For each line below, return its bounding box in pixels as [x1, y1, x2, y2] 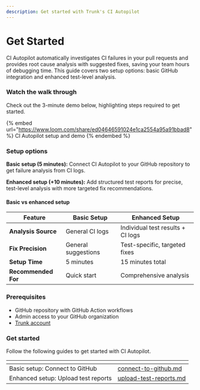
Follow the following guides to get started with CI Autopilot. [6, 347, 151, 355]
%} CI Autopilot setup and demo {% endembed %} [6, 132, 131, 139]
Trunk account [14, 319, 51, 326]
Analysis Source [9, 227, 57, 236]
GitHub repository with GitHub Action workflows [14, 307, 133, 314]
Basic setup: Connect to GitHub [9, 364, 97, 373]
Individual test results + [120, 224, 186, 232]
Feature [23, 213, 46, 222]
